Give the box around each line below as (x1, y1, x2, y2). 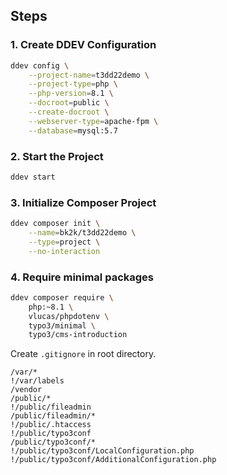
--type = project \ (28, 237, 101, 247)
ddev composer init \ (10, 219, 101, 229)
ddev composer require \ (10, 292, 114, 303)
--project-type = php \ (28, 79, 118, 89)
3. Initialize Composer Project (10, 195, 157, 209)
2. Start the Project (10, 149, 104, 163)
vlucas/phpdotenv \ (28, 311, 110, 321)
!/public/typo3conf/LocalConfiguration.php (10, 446, 195, 456)
